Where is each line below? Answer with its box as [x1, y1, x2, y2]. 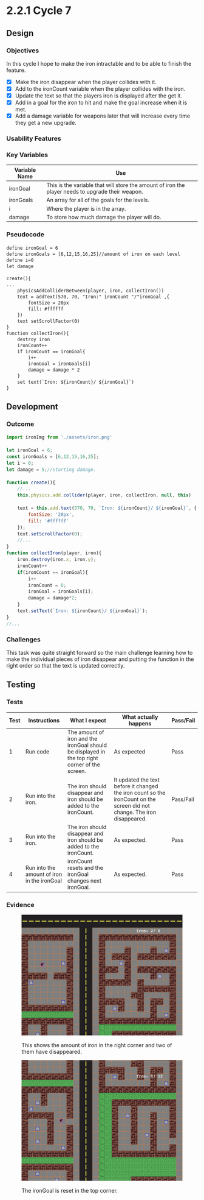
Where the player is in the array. [46, 205, 126, 212]
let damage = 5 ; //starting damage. [6, 467, 97, 473]
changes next [67, 877, 102, 884]
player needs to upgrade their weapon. [46, 188, 143, 196]
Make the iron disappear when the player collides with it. [15, 78, 157, 85]
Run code [25, 748, 50, 755]
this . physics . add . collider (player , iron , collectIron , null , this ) [17, 492, 191, 498]
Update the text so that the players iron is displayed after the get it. [15, 92, 182, 99]
